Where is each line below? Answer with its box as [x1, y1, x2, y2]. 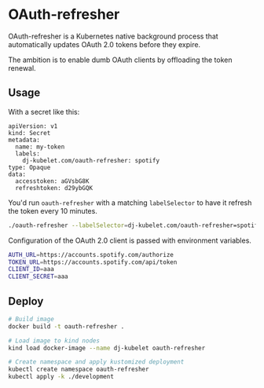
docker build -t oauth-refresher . [8, 322, 125, 331]
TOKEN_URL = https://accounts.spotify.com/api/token [8, 258, 178, 266]
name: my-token [15, 143, 65, 151]
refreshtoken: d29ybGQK [15, 184, 93, 192]
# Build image [8, 315, 55, 323]
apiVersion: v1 [8, 122, 58, 130]
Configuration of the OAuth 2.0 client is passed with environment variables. [8, 236, 251, 245]
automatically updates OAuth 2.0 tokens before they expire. [8, 39, 201, 49]
